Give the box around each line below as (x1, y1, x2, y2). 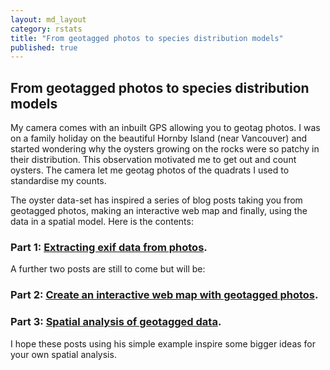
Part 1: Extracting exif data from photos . (10, 240, 208, 254)
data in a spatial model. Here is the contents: (10, 216, 194, 228)
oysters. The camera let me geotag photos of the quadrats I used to (10, 164, 290, 176)
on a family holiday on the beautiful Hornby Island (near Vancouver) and (10, 132, 308, 145)
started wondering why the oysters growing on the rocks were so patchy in (10, 143, 320, 155)
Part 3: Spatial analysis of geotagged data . (10, 315, 222, 329)
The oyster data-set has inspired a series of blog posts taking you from (10, 194, 303, 206)
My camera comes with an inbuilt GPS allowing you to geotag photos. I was (10, 122, 321, 134)
